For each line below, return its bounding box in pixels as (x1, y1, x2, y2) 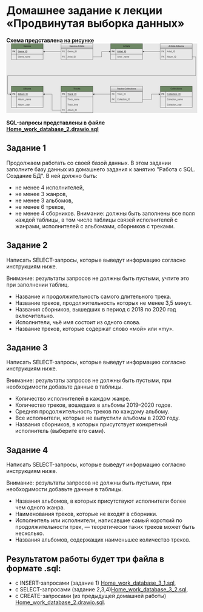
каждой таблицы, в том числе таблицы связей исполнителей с (15, 216, 178, 223)
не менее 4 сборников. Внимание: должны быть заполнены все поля (15, 209, 195, 217)
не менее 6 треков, (15, 203, 65, 210)
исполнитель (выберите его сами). (15, 427, 106, 435)
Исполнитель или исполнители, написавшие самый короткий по (15, 517, 183, 524)
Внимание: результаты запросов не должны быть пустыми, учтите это (6, 274, 190, 282)
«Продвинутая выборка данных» (6, 16, 185, 30)
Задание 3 (6, 342, 48, 353)
